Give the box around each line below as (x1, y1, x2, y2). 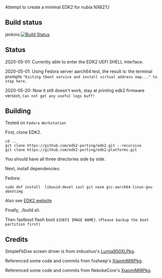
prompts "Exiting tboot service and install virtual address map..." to (5, 73, 158, 79)
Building (5, 107, 31, 115)
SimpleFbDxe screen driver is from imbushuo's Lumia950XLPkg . (5, 248, 135, 254)
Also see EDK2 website (5, 198, 53, 204)
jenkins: (5, 31, 21, 37)
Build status (5, 18, 43, 27)
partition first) (5, 222, 41, 227)
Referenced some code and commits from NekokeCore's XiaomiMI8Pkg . (5, 268, 152, 274)
